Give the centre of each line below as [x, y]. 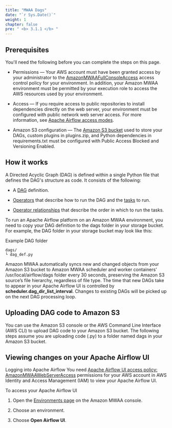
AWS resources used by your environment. [58, 94]
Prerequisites [27, 50]
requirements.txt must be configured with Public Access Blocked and [86, 141]
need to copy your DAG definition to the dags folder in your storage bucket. [85, 225]
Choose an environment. [39, 411]
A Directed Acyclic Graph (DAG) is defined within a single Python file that [82, 175]
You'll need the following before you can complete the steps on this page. [83, 62]
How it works [27, 163]
